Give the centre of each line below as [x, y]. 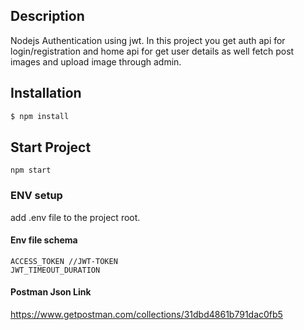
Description [47, 16]
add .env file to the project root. [75, 217]
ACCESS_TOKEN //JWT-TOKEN [64, 261]
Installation [46, 93]
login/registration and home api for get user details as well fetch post [152, 51]
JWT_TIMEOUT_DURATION [55, 270]
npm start [31, 170]
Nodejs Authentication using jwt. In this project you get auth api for [148, 40]
